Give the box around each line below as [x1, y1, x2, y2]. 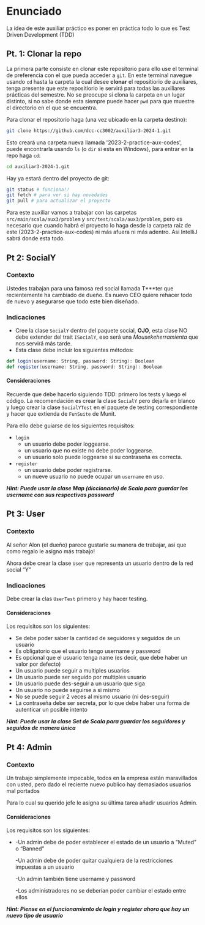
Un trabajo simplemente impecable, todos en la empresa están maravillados [6, 774, 198, 781]
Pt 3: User [6, 509, 45, 519]
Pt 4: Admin [6, 742, 52, 753]
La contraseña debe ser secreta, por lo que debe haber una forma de [15, 699, 190, 707]
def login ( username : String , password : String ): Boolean [6, 358, 155, 364]
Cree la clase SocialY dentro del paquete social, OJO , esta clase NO [15, 327, 188, 334]
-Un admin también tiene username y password [15, 875, 136, 883]
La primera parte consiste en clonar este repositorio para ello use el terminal [6, 65, 199, 72]
